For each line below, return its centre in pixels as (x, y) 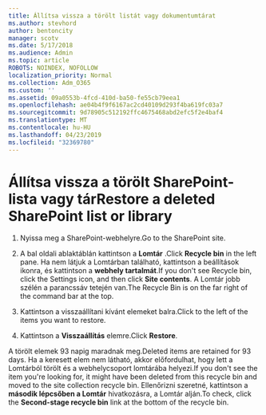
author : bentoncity (41, 30)
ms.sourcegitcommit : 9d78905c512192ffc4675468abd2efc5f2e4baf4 (116, 113)
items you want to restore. (63, 320)
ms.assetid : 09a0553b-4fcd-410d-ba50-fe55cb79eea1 (94, 98)
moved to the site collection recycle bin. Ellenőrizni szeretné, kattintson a (128, 385)
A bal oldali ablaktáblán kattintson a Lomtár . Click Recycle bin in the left (138, 254)
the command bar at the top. (67, 296)
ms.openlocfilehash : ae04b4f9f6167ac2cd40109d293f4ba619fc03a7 (116, 105)
